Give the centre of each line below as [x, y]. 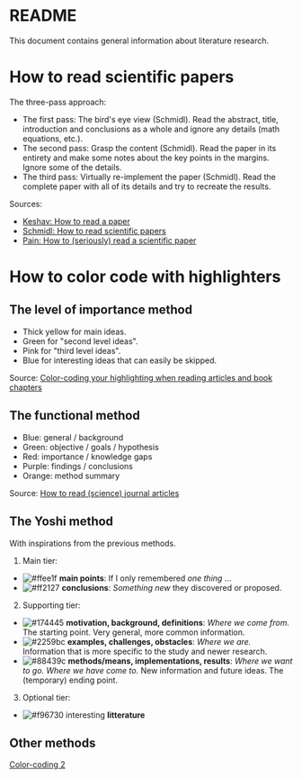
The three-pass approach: [58, 102]
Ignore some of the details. [72, 167]
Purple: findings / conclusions [77, 466]
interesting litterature [106, 715]
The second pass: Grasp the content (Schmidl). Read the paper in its [149, 148]
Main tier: [40, 560]
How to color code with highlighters [145, 277]
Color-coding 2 [37, 765]
